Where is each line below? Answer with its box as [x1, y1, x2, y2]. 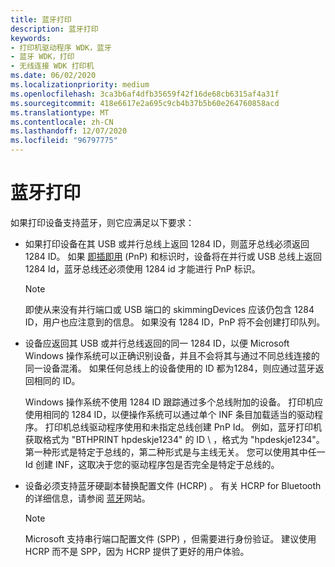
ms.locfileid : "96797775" [10, 136, 118, 146]
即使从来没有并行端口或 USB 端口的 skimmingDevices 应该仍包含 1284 [24, 303, 315, 315]
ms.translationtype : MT [10, 107, 110, 118]
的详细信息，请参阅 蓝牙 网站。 [24, 492, 151, 504]
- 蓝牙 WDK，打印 [10, 52, 75, 62]
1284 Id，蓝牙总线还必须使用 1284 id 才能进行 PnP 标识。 [24, 262, 261, 275]
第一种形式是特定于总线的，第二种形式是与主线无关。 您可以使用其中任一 [24, 446, 326, 458]
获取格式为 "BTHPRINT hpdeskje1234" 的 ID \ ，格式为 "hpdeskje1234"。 [24, 433, 325, 445]
